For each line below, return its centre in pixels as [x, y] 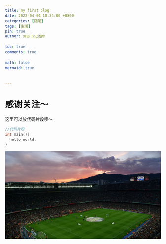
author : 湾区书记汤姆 [25, 36]
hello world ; [23, 139]
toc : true [15, 47]
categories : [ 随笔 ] [24, 21]
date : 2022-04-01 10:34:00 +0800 [40, 16]
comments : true [21, 52]
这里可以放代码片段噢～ [29, 119]
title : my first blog [27, 10]
